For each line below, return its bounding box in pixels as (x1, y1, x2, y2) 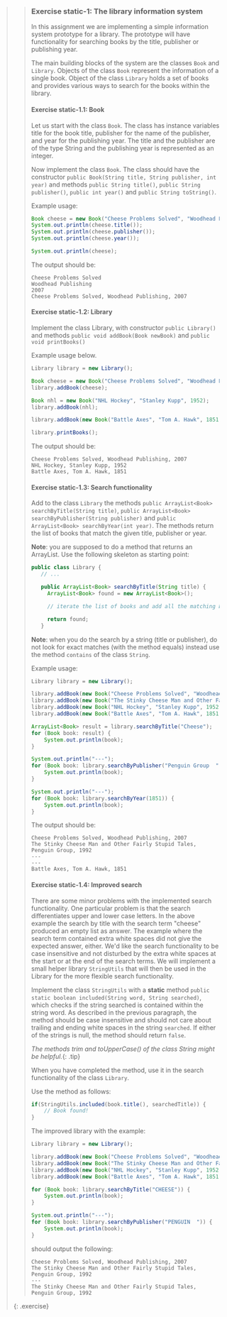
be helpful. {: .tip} (31, 1052, 81, 1060)
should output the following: (31, 1245, 113, 1253)
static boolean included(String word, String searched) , (31, 993, 202, 1001)
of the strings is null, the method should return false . (31, 1030, 187, 1039)
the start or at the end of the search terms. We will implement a (31, 957, 216, 965)
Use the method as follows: (31, 1087, 111, 1096)
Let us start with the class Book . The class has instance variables (31, 121, 220, 130)
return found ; (47, 615, 89, 623)
